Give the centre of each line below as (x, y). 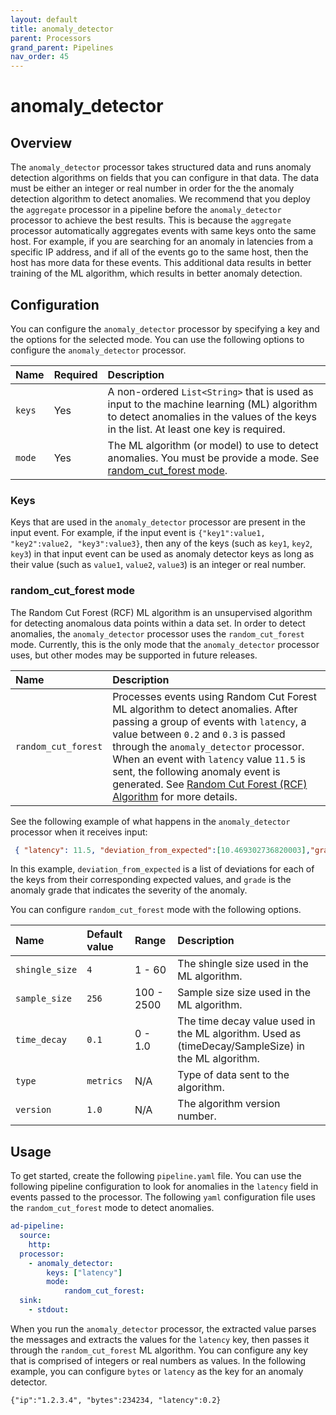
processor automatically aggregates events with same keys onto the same (163, 231)
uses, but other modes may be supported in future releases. (134, 655)
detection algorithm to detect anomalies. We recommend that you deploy (160, 199)
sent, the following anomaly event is (196, 771)
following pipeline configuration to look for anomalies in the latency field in (164, 1187)
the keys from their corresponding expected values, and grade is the (151, 880)
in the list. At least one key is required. (196, 429)
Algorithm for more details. (175, 796)
